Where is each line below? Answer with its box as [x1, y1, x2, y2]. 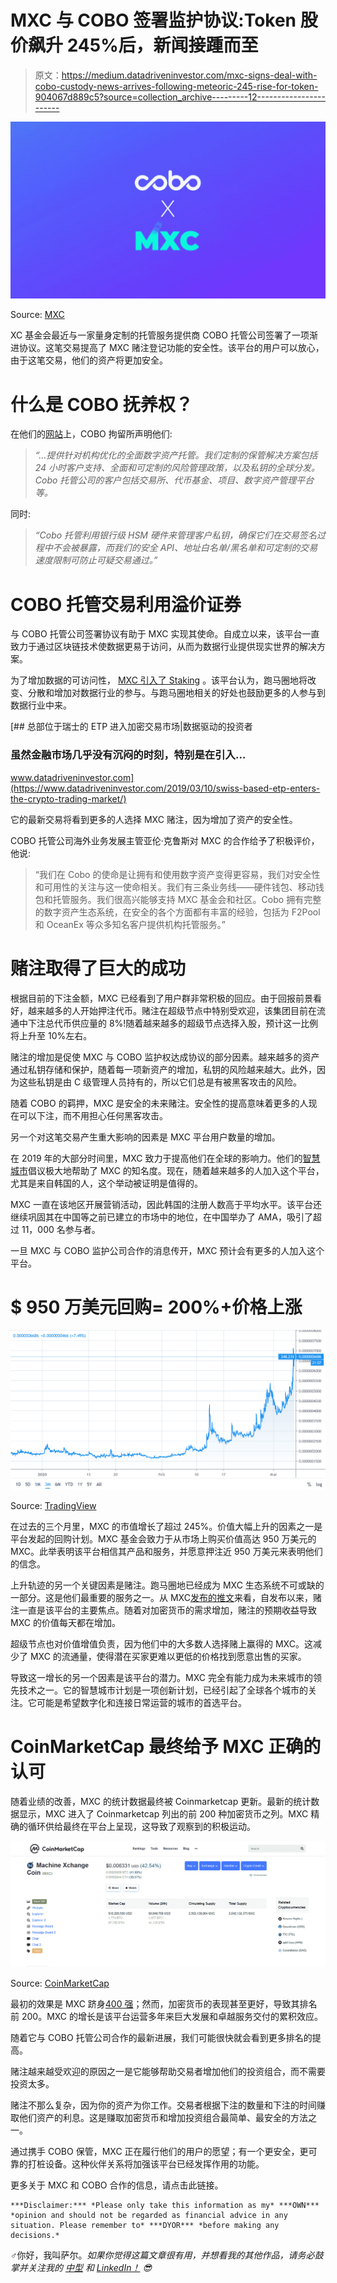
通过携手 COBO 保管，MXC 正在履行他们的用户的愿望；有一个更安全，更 [10, 2146, 309, 2158]
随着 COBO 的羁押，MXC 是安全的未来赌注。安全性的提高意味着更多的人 [10, 1097, 309, 1109]
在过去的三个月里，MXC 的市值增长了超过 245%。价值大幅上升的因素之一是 [10, 1520, 323, 1532]
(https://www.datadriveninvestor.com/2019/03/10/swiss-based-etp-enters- [10, 782, 321, 794]
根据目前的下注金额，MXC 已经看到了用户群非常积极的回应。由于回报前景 [10, 992, 313, 1004]
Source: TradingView [10, 1499, 97, 1511]
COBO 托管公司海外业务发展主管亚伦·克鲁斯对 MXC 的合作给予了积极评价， [10, 834, 320, 846]
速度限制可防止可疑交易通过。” [34, 554, 158, 566]
